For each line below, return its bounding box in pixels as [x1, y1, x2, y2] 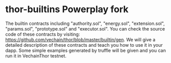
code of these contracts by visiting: [5, 31, 81, 37]
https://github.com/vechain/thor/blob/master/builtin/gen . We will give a [5, 37, 156, 43]
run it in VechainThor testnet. [5, 52, 67, 59]
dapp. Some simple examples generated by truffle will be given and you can [5, 47, 166, 53]
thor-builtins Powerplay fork [5, 4, 129, 15]
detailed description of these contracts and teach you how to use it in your [5, 42, 163, 48]
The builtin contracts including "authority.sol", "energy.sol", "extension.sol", [5, 20, 165, 26]
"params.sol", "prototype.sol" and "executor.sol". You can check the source [5, 25, 165, 31]
